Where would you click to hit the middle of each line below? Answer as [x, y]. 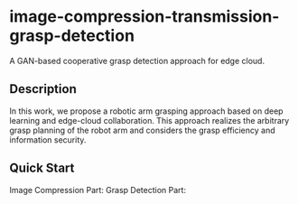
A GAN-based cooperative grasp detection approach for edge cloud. [137, 60]
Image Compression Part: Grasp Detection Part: [98, 190]
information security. [48, 139]
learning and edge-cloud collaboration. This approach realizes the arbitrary [149, 120]
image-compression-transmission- [144, 17]
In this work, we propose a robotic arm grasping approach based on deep [146, 111]
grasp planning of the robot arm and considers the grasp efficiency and [142, 130]
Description [43, 89]
